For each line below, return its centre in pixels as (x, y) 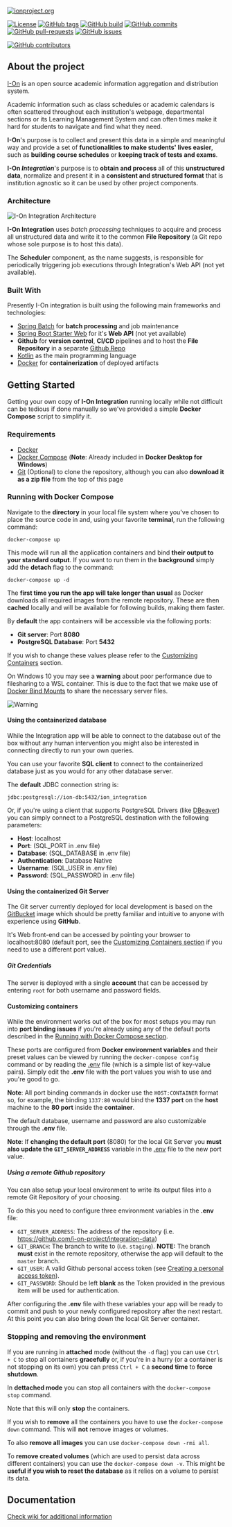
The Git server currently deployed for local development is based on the (110, 906)
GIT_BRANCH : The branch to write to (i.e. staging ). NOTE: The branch (114, 1247)
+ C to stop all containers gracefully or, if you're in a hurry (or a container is (115, 1359)
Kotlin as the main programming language (77, 356)
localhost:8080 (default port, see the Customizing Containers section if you (115, 942)
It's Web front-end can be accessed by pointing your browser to (99, 935)
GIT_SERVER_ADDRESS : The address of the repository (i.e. (96, 1231)
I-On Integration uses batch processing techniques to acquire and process (114, 230)
